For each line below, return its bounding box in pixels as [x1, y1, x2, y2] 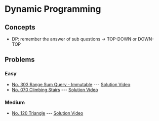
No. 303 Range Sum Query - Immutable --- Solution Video [11, 81, 131, 87]
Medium [4, 99, 25, 106]
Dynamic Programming [4, 3, 101, 15]
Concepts [4, 23, 36, 31]
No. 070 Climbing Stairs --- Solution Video [11, 87, 98, 92]
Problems [4, 56, 35, 64]
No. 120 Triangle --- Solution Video [11, 110, 83, 116]
